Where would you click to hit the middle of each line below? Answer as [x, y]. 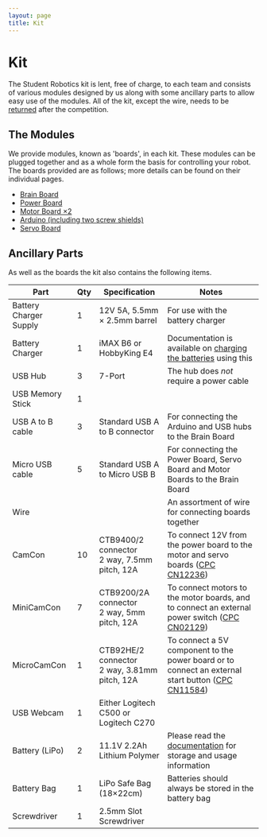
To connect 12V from [207, 535]
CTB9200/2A [124, 593]
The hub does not [200, 371]
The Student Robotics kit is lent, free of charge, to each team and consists [130, 84]
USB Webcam [38, 713]
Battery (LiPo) [38, 750]
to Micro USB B [128, 475]
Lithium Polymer [130, 756]
